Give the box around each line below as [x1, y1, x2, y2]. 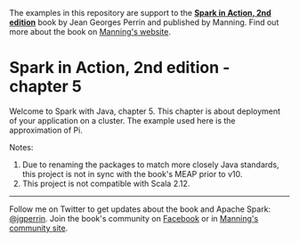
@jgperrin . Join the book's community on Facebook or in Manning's [9, 213, 259, 223]
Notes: [9, 141, 34, 152]
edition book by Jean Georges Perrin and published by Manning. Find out [9, 17, 279, 28]
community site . [9, 222, 69, 233]
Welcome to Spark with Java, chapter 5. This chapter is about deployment [9, 106, 281, 117]
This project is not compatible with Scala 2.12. [21, 178, 190, 189]
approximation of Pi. [9, 125, 83, 135]
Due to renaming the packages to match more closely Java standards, [21, 159, 279, 170]
